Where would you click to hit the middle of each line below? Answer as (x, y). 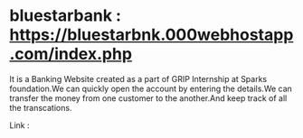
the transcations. (41, 107)
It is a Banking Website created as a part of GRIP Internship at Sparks (138, 78)
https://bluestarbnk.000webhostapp (151, 35)
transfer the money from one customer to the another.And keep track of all (148, 98)
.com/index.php (71, 54)
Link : (19, 125)
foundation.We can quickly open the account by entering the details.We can (151, 88)
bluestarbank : (66, 16)
